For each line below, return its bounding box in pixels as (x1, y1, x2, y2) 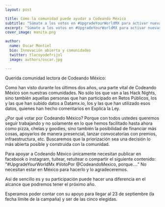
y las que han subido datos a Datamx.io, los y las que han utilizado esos (5, 100, 151, 106)
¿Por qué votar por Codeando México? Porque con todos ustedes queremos (5, 115, 160, 121)
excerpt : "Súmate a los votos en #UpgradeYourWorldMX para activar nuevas (5, 25, 162, 30)
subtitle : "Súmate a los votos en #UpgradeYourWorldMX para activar (5, 21, 148, 26)
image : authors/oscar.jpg (9, 57, 63, 62)
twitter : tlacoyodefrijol (9, 52, 63, 57)
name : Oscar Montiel (9, 43, 52, 48)
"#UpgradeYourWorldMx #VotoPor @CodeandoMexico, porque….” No (5, 161, 147, 167)
